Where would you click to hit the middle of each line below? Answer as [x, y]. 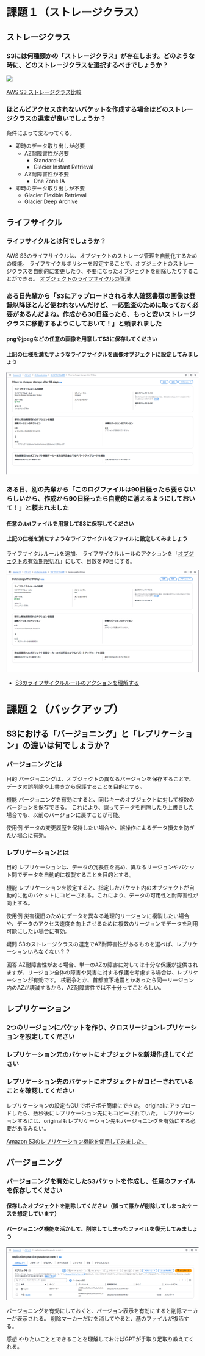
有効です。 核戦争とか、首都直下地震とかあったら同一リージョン [113, 980]
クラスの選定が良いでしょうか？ [59, 118]
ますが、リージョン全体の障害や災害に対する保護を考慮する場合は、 [92, 972]
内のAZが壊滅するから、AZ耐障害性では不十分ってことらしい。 [85, 987]
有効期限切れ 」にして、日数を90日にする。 [81, 561]
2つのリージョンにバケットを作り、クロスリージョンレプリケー [99, 1028]
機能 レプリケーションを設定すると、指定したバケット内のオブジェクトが [98, 887]
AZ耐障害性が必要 [47, 154]
